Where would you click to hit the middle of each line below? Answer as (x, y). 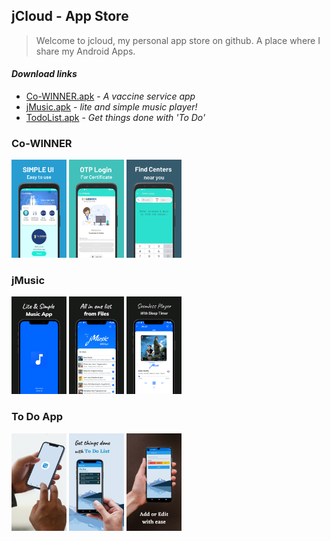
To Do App (37, 417)
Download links (44, 74)
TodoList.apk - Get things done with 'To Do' (115, 118)
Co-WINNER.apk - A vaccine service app (110, 96)
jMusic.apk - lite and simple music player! (111, 107)
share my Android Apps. (85, 51)
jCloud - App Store (70, 16)
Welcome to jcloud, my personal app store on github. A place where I (178, 40)
